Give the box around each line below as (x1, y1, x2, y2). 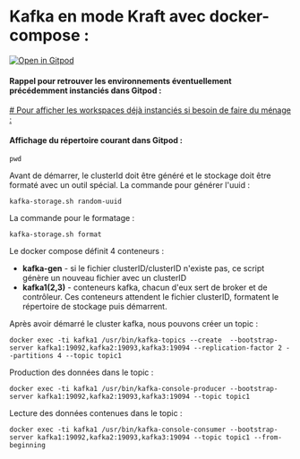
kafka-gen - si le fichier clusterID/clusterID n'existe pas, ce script (21, 263, 265, 274)
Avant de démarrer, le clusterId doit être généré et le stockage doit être (9, 170, 271, 181)
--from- (253, 433, 282, 442)
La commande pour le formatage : (9, 213, 135, 224)
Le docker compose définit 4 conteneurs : (9, 246, 164, 257)
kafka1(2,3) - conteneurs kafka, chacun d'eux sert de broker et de (21, 282, 268, 293)
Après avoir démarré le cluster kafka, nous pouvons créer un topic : (9, 319, 259, 329)
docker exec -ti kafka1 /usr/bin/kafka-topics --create (9, 336, 222, 345)
